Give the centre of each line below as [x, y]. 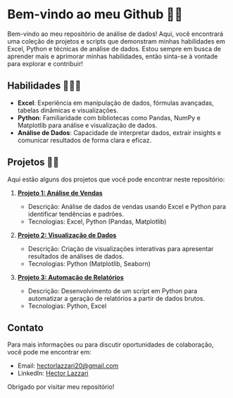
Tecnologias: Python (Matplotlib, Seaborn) [89, 264]
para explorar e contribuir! [45, 63]
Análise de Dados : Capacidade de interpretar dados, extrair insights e [119, 132]
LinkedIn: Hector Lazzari [53, 373]
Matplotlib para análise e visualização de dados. [87, 125]
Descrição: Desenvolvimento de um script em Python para [113, 290]
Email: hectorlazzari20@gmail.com [68, 366]
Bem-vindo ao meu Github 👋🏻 [95, 14]
